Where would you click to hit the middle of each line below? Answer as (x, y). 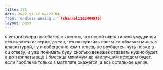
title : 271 (16, 9)
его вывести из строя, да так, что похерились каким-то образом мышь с (81, 42)
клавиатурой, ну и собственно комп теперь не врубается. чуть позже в (80, 47)
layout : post (18, 23)
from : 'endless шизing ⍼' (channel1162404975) (54, 18)
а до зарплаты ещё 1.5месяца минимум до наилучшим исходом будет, (79, 57)
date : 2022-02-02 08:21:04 (32, 14)
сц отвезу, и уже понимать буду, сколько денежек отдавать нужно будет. (82, 52)
